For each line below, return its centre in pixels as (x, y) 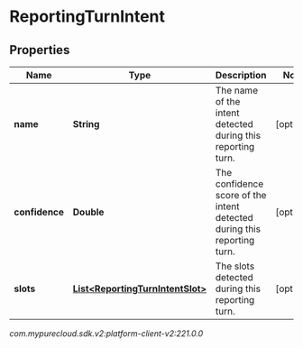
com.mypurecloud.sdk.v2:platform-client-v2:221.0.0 (106, 334)
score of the (241, 195)
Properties (40, 50)
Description (241, 75)
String (86, 124)
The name (237, 90)
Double (88, 212)
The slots (235, 266)
